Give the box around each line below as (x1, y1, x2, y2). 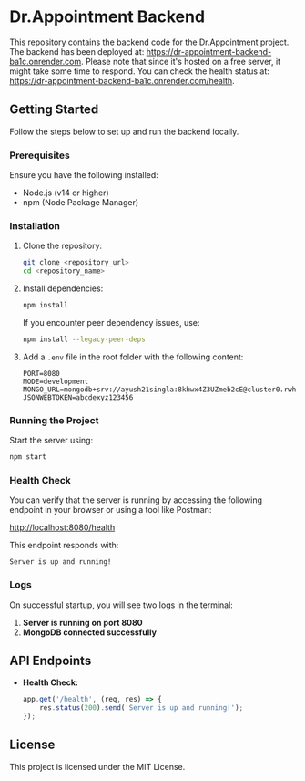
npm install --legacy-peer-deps (22, 335, 146, 344)
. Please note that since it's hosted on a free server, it (80, 56, 280, 67)
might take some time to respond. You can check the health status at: (9, 66, 270, 77)
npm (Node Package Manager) (22, 197, 139, 208)
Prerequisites (9, 149, 70, 161)
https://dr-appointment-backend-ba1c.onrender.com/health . (9, 75, 235, 86)
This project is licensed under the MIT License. (9, 761, 186, 772)
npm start (9, 453, 47, 462)
